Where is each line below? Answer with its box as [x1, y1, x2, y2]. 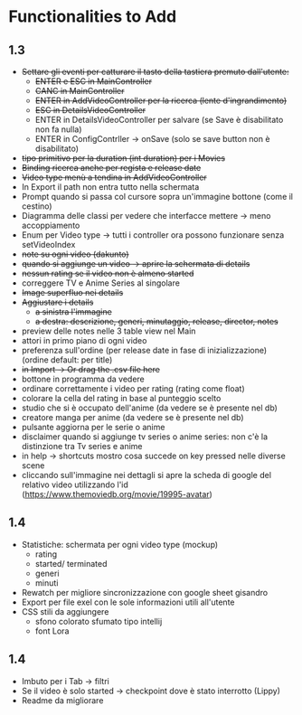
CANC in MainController [34, 86, 125, 96]
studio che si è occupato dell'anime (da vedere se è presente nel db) [21, 402, 278, 413]
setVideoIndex [21, 240, 76, 249]
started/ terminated [34, 558, 108, 569]
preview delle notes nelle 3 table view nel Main [21, 325, 196, 336]
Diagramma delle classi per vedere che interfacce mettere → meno [21, 211, 271, 221]
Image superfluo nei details [21, 287, 124, 297]
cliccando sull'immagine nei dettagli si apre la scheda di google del [21, 470, 272, 480]
